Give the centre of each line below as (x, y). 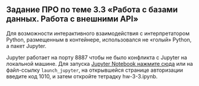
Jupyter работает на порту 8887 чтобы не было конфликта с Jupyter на (97, 57)
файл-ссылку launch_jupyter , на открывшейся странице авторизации (95, 70)
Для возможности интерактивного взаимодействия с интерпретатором (98, 33)
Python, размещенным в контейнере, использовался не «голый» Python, (99, 39)
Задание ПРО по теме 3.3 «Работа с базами (92, 10)
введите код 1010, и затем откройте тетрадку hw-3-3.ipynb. (82, 76)
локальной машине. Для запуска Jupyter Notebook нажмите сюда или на (100, 63)
